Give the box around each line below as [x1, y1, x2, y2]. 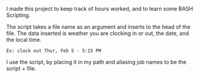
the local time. [6, 36, 42, 43]
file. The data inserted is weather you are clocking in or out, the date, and [6, 30, 189, 37]
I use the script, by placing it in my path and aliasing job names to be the [6, 59, 186, 65]
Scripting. [6, 11, 31, 19]
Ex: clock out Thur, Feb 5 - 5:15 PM [6, 48, 102, 54]
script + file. [6, 65, 36, 72]
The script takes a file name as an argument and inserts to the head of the [6, 24, 191, 30]
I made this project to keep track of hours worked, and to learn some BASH [6, 5, 194, 12]
